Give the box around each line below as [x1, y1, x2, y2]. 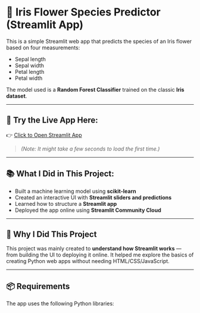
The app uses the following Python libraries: [6, 300, 114, 307]
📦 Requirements [6, 281, 70, 291]
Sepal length [14, 55, 46, 62]
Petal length [14, 68, 45, 75]
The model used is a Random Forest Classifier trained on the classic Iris [6, 86, 185, 93]
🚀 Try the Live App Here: [6, 115, 98, 126]
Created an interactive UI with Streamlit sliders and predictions [14, 193, 172, 201]
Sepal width [14, 62, 45, 69]
